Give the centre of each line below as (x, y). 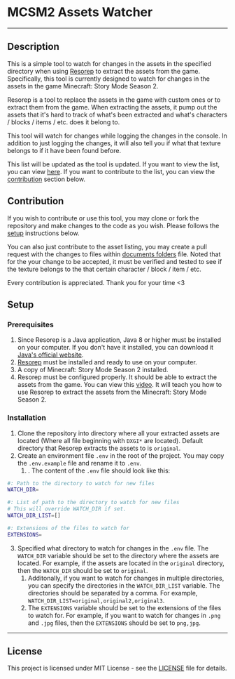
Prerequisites (30, 324)
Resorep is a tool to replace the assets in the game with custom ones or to (114, 100)
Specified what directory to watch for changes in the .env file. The (113, 548)
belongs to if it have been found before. (64, 150)
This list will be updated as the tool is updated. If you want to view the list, (114, 164)
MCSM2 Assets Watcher (80, 12)
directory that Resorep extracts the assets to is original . (99, 448)
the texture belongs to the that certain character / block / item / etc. (104, 269)
